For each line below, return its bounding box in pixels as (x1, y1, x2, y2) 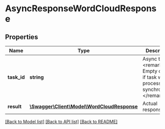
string (29, 74, 44, 81)
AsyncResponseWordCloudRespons (5, 3, 157, 14)
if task (142, 74, 157, 81)
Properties (5, 33, 38, 41)
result (7, 103, 22, 110)
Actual (142, 100, 158, 107)
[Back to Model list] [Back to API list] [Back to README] (5, 119, 118, 125)
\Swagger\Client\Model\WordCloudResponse (29, 103, 138, 110)
